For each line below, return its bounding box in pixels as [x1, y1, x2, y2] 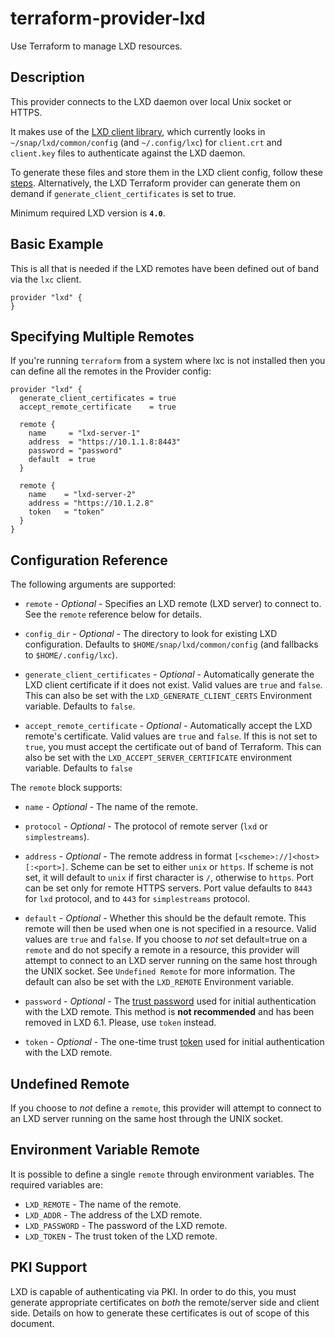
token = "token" [28, 507, 105, 517]
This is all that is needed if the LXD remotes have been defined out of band [10, 262, 319, 274]
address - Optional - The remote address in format [24, 850, 233, 862]
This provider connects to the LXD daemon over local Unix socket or [10, 95, 292, 107]
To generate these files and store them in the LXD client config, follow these [10, 166, 323, 178]
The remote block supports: [10, 782, 123, 794]
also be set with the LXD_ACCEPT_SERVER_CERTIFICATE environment [24, 752, 293, 764]
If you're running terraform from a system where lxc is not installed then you [10, 355, 326, 367]
